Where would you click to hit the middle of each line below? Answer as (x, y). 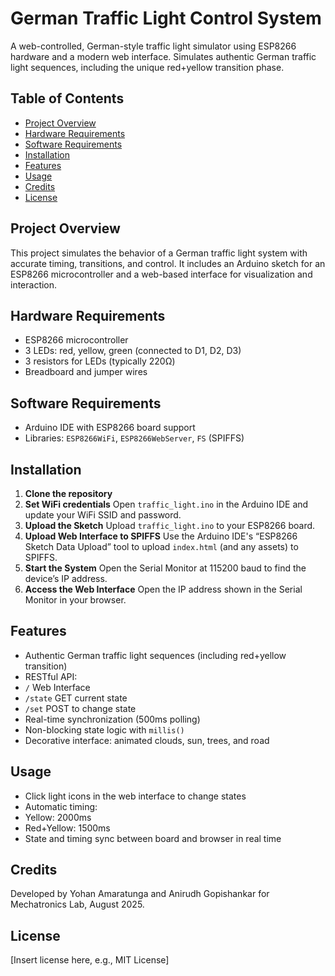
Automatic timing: (61, 806)
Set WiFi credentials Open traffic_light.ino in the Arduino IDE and (166, 504)
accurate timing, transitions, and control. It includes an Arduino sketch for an (168, 263)
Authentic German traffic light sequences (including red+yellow (155, 655)
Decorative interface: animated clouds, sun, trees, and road (147, 740)
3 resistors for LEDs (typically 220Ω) (100, 361)
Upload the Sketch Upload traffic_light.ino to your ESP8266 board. (170, 525)
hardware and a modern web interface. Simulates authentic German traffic (163, 56)
